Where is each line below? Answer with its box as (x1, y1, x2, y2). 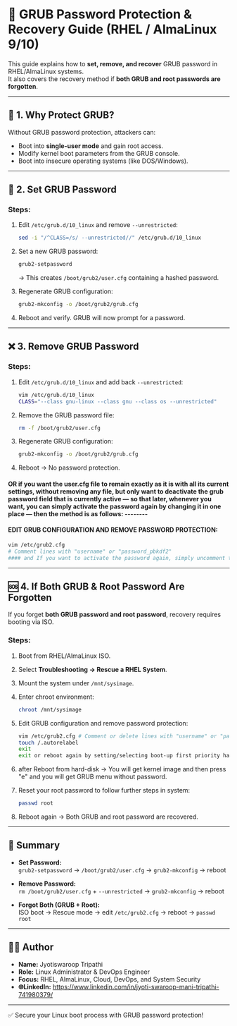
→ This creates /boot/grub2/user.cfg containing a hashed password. (18, 274, 219, 282)
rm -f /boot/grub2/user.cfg (18, 425, 101, 432)
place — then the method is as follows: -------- (8, 509, 148, 518)
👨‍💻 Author (8, 941, 54, 953)
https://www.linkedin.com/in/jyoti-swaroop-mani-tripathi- (52, 982, 220, 991)
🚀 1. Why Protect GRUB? (8, 109, 115, 121)
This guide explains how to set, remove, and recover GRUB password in (8, 59, 218, 68)
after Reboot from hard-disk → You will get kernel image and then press (18, 765, 226, 774)
